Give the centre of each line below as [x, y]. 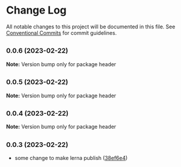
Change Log [36, 10]
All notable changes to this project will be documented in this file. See [91, 27]
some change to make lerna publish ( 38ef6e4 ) [71, 158]
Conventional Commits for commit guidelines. [61, 32]
